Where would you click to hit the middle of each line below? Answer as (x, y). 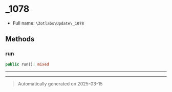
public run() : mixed (27, 64)
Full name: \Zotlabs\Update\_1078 (48, 23)
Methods (20, 39)
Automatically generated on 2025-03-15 (60, 84)
